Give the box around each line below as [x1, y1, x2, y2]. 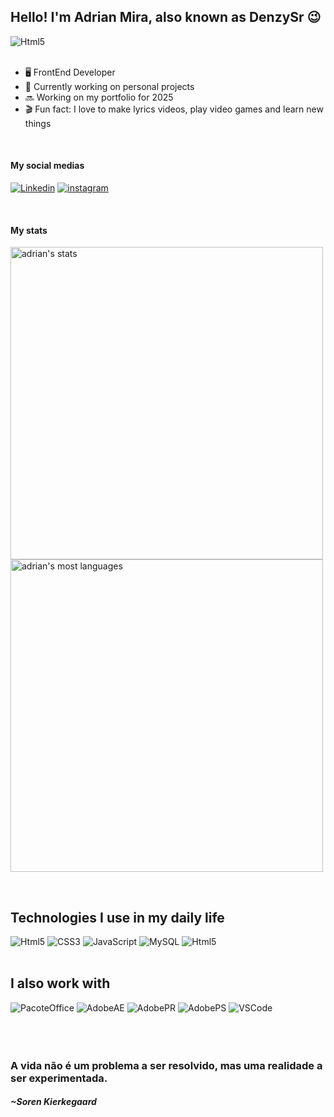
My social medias [10, 160, 85, 172]
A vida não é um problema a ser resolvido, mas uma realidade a [10, 1058, 323, 1072]
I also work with [10, 975, 111, 992]
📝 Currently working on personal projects [24, 80, 195, 92]
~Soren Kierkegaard [10, 1096, 97, 1108]
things [24, 117, 52, 129]
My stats [10, 224, 48, 236]
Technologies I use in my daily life [10, 909, 225, 926]
